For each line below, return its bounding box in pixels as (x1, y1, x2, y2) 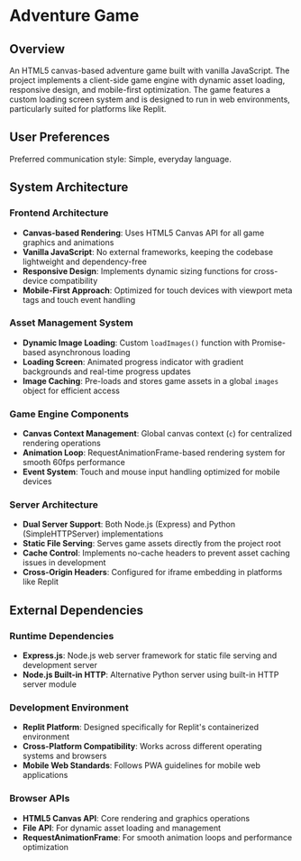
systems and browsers (22, 750, 107, 762)
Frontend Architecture (9, 206, 109, 219)
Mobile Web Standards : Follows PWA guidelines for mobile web (22, 760, 261, 771)
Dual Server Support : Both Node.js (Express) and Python (22, 519, 236, 530)
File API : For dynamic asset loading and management (22, 822, 222, 833)
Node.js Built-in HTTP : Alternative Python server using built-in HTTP (22, 669, 279, 681)
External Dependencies (9, 602, 144, 618)
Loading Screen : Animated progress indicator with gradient (22, 356, 244, 367)
